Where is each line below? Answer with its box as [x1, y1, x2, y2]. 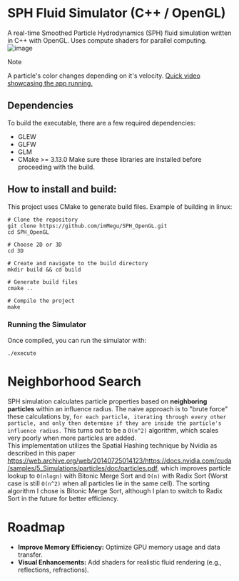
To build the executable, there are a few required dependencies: [7, 118, 196, 127]
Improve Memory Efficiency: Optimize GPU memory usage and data [17, 543, 220, 551]
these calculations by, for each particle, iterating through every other [7, 412, 227, 421]
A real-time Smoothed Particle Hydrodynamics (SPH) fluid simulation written [7, 29, 232, 37]
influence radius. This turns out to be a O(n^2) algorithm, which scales [7, 426, 219, 434]
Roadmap [7, 519, 66, 535]
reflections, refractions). [17, 565, 89, 574]
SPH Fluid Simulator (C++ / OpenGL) [7, 5, 226, 21]
